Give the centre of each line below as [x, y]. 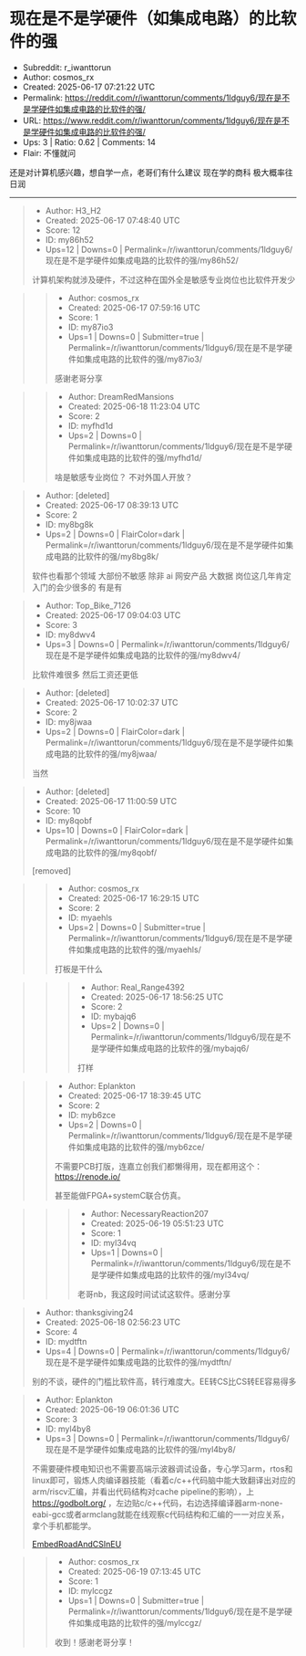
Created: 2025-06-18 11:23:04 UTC [134, 406]
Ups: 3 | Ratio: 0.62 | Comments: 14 [89, 141]
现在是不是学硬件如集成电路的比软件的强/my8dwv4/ [143, 655]
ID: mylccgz [90, 1590]
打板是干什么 [78, 969]
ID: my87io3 [91, 327]
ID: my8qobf [69, 820]
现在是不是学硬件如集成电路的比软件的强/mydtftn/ [138, 1362]
